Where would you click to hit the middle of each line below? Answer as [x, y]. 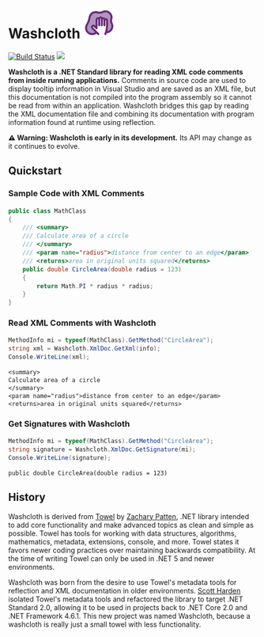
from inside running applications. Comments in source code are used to [127, 80]
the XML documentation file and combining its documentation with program [131, 114]
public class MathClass [47, 211]
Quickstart [35, 171]
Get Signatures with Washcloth [69, 423]
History [27, 497]
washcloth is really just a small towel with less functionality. [105, 624]
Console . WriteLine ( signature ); [60, 458]
